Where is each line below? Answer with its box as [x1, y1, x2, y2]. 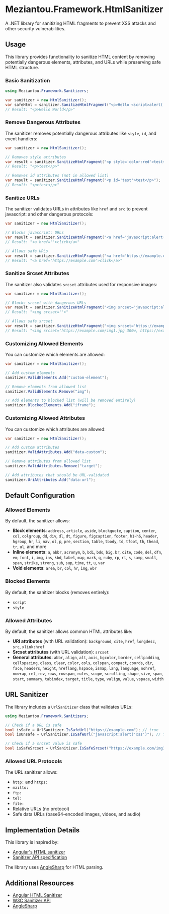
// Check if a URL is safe [5, 723, 62, 728]
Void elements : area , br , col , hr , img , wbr [12, 565, 97, 571]
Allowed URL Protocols [5, 758, 62, 765]
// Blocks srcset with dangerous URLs [5, 300, 87, 305]
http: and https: [12, 779, 48, 785]
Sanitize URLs [5, 194, 40, 201]
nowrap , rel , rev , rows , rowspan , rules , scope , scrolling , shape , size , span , [12, 670, 163, 676]
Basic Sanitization [5, 77, 50, 84]
